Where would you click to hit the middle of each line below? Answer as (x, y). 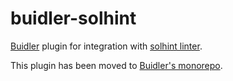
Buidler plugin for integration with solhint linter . (106, 46)
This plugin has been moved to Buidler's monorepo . (116, 65)
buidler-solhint (73, 18)
